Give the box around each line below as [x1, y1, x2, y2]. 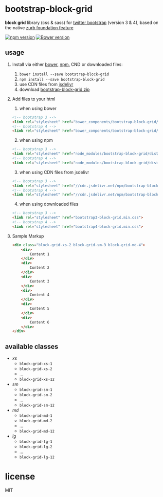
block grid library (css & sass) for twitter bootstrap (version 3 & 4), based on [5, 20, 159, 25]
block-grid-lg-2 [19, 445, 53, 450]
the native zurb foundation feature [5, 24, 74, 30]
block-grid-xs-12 [19, 377, 55, 382]
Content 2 [30, 265, 50, 270]
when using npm [19, 137, 53, 143]
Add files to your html [12, 96, 55, 102]
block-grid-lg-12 [19, 455, 55, 460]
